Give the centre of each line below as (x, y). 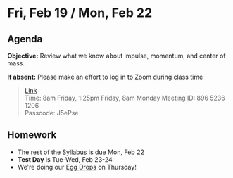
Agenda (25, 39)
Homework (32, 135)
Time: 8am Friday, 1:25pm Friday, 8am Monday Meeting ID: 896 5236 (125, 98)
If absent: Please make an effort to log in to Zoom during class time (105, 77)
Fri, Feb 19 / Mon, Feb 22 (80, 13)
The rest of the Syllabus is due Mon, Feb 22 (81, 152)
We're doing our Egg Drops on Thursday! (77, 167)
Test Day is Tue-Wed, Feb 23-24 (65, 159)
